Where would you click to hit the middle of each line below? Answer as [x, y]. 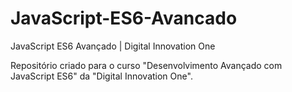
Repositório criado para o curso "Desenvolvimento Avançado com [146, 65]
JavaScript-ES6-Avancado [124, 18]
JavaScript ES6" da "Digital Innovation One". [101, 76]
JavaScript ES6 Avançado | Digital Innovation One [113, 46]
